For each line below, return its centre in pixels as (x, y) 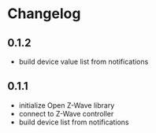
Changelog (44, 14)
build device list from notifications (74, 122)
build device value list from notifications (84, 61)
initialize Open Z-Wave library (67, 105)
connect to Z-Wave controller (66, 113)
